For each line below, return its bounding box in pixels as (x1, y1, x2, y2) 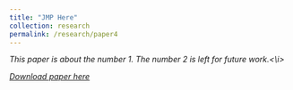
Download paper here (9, 71, 90, 82)
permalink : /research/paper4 (9, 29, 118, 38)
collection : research (9, 21, 90, 30)
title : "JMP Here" (9, 12, 78, 22)
